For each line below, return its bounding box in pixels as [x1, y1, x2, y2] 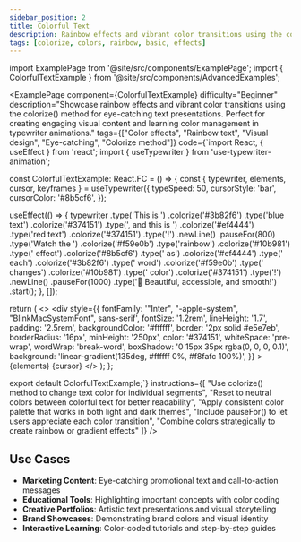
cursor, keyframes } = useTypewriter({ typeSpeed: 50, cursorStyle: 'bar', [9, 183, 277, 194]
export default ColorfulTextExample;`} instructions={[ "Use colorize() [9, 378, 264, 389]
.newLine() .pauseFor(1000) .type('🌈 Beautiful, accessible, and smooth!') [9, 277, 278, 288]
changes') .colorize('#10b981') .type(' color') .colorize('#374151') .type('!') [9, 267, 282, 278]
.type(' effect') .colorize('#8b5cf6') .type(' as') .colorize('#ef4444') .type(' [9, 248, 284, 259]
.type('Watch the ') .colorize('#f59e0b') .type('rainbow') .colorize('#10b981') [9, 238, 291, 249]
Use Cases [9, 452, 71, 467]
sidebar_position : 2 [9, 13, 87, 22]
